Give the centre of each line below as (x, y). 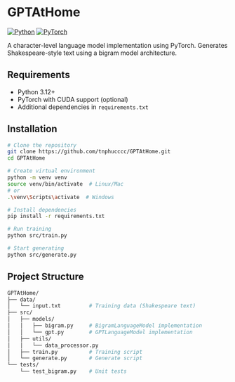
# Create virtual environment (52, 171)
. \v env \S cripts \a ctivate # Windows (61, 197)
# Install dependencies (42, 210)
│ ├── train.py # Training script (75, 352)
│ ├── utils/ (29, 338)
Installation (32, 129)
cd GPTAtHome (26, 158)
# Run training (29, 229)
